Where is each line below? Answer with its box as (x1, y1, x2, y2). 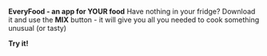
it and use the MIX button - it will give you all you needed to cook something (8, 15, 260, 24)
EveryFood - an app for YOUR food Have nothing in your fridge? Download (8, 7, 256, 16)
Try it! (8, 39, 29, 48)
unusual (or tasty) (8, 24, 66, 32)
